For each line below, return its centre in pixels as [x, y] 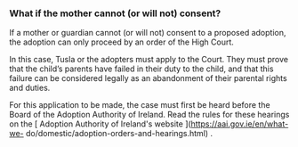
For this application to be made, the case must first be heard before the [140, 105]
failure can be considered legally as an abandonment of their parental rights [148, 78]
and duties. [30, 88]
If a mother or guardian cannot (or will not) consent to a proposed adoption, [148, 33]
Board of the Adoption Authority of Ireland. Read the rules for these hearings [149, 115]
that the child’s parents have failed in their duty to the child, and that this [141, 69]
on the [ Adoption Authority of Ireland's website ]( [100, 124]
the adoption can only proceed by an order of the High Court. [121, 42]
